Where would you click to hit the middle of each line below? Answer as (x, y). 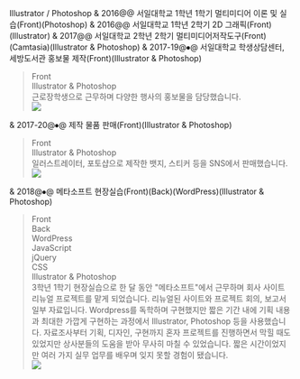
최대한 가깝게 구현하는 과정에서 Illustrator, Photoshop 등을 (144, 321)
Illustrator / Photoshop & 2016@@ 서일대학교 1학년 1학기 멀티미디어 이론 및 (143, 13)
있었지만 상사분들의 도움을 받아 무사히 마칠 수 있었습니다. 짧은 (140, 344)
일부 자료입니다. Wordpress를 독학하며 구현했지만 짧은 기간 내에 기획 (152, 310)
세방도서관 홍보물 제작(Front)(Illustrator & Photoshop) (106, 58)
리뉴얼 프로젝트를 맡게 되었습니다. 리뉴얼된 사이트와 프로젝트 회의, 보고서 (159, 299)
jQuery (44, 257)
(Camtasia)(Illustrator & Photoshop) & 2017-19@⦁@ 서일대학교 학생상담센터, (147, 47)
